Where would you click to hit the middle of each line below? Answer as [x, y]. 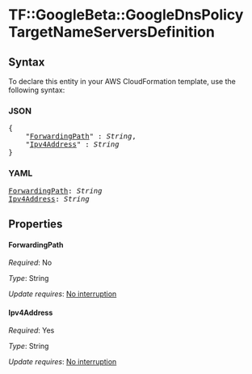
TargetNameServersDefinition [112, 32]
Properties [36, 224]
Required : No [30, 263]
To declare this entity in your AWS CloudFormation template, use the [122, 81]
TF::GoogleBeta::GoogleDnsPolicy [126, 15]
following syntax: [37, 90]
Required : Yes [31, 330]
